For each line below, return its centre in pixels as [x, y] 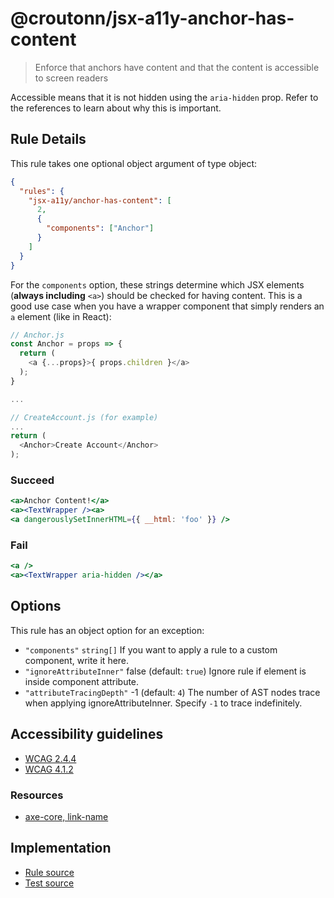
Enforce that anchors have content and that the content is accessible [177, 67]
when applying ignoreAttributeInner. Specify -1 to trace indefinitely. [163, 703]
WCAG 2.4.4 [50, 758]
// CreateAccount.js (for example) [84, 417]
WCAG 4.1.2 [49, 769]
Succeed [32, 480]
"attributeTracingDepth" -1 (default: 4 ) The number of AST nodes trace [172, 692]
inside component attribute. [82, 681]
